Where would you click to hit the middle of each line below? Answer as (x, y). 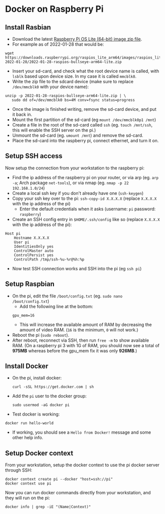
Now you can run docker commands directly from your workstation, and (78, 493)
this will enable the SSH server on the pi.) (54, 130)
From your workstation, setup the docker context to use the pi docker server (82, 465)
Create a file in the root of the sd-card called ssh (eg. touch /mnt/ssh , (82, 125)
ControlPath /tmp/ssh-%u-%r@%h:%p (49, 259)
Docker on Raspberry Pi (55, 9)
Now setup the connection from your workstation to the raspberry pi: (75, 168)
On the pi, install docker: (37, 378)
